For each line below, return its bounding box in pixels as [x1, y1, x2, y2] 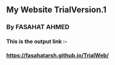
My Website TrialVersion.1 [6, 5, 107, 15]
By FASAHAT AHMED [6, 23, 70, 31]
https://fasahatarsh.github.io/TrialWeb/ [6, 51, 109, 59]
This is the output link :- [6, 37, 68, 45]
